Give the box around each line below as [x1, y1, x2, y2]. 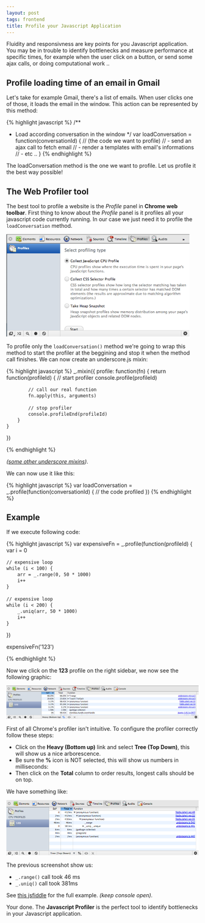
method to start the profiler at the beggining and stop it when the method [6, 349, 190, 356]
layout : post [6, 10, 40, 16]
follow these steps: [6, 732, 54, 739]
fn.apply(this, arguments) [28, 393, 97, 399]
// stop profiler [28, 405, 72, 411]
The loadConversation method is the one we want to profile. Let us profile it [6, 162, 196, 170]
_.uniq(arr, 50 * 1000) [17, 608, 78, 615]
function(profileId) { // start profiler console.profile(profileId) [6, 374, 157, 381]
